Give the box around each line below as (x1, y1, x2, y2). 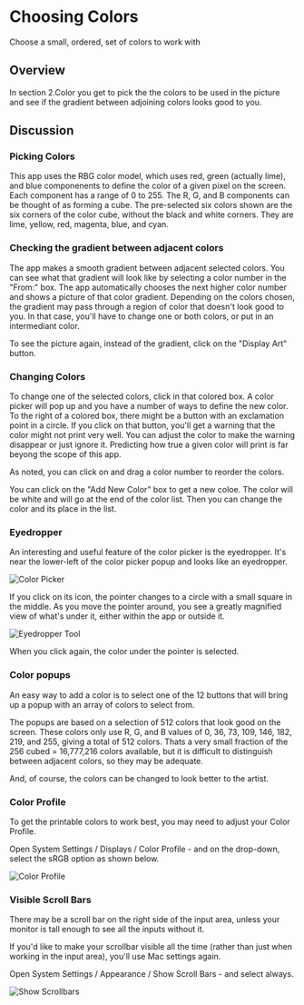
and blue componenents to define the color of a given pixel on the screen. (9, 180, 286, 192)
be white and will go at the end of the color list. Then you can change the (9, 493, 283, 505)
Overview (9, 63, 66, 78)
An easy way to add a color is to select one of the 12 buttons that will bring (9, 689, 289, 701)
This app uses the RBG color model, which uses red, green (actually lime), (9, 171, 286, 182)
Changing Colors (9, 370, 86, 383)
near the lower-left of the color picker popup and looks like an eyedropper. (9, 556, 288, 567)
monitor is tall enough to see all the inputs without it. (9, 924, 205, 935)
